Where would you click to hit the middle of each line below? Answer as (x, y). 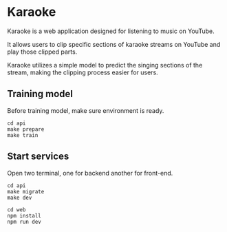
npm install (24, 215)
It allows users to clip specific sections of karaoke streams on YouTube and (114, 44)
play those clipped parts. (42, 52)
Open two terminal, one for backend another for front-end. (90, 173)
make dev (20, 198)
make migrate (26, 191)
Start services (38, 157)
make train (23, 135)
